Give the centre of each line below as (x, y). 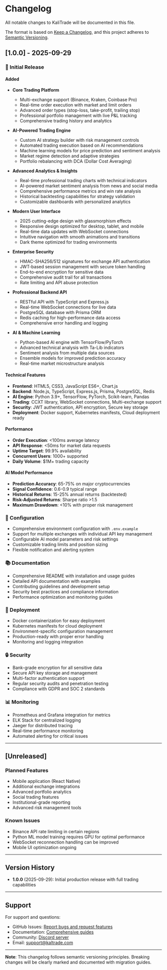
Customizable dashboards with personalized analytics (75, 202)
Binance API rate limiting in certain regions (56, 831)
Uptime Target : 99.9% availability (47, 450)
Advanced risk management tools (47, 808)
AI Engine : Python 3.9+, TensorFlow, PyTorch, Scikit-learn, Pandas (81, 397)
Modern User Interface (36, 212)
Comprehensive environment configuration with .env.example (75, 529)
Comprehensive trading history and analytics (66, 121)
